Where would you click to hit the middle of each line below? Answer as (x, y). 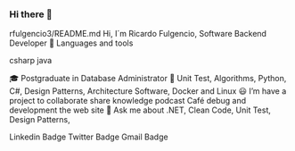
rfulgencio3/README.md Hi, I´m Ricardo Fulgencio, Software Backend (138, 34)
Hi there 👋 (31, 14)
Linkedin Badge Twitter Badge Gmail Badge (89, 137)
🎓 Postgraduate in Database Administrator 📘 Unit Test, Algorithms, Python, (148, 79)
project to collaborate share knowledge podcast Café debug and (128, 101)
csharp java (31, 61)
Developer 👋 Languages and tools (71, 43)
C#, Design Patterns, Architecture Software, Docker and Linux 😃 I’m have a (148, 91)
